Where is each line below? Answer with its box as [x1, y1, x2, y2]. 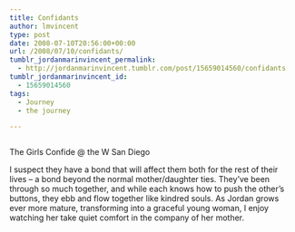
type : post [9, 30, 51, 39]
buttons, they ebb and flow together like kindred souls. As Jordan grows [9, 193, 280, 204]
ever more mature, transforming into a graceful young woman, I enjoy [9, 203, 270, 214]
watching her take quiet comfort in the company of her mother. [9, 212, 245, 223]
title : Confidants [9, 13, 79, 23]
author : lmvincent [9, 22, 79, 31]
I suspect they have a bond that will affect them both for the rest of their [9, 164, 279, 175]
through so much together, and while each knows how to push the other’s [9, 183, 285, 195]
